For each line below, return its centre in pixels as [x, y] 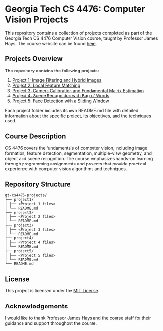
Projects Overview [34, 59]
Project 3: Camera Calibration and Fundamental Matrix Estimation [78, 90]
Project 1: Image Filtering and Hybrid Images [57, 80]
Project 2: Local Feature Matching [46, 85]
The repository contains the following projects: [52, 71]
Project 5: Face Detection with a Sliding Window [60, 101]
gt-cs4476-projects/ [26, 195]
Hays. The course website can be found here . [51, 43]
